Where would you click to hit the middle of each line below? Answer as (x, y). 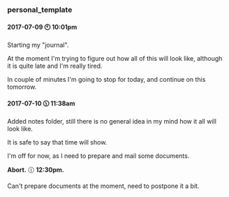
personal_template (40, 10)
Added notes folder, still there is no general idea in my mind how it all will (112, 122)
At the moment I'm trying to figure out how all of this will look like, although (115, 59)
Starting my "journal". (38, 45)
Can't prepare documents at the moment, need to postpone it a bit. (103, 186)
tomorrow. (22, 87)
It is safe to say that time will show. (57, 143)
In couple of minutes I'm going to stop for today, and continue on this (106, 80)
